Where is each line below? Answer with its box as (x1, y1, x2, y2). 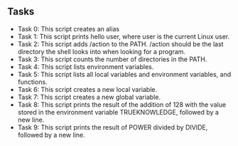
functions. (17, 78, 48, 86)
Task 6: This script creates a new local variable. (17, 85, 158, 93)
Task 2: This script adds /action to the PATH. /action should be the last (17, 39, 224, 48)
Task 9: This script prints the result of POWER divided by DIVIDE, (17, 122, 208, 131)
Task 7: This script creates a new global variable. (17, 93, 161, 101)
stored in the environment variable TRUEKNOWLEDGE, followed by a (17, 108, 219, 116)
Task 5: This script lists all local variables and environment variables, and (17, 70, 232, 78)
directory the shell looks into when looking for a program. (17, 47, 186, 56)
